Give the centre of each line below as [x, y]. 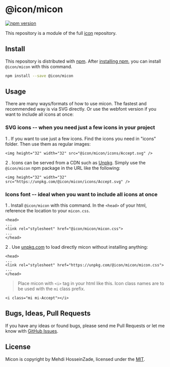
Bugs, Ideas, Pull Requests [48, 314]
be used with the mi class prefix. [51, 289]
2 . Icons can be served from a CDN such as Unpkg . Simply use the [75, 162]
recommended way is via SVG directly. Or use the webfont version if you [81, 109]
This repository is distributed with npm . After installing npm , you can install [83, 61]
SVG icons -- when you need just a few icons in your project [80, 127]
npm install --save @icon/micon [39, 76]
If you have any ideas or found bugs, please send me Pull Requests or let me [85, 326]
